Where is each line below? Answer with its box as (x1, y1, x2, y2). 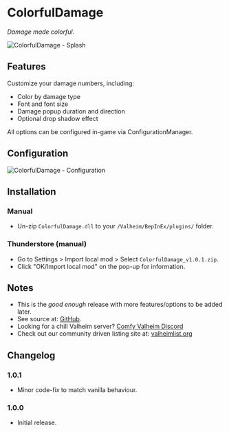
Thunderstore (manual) (7, 239, 87, 249)
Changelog (7, 349, 56, 361)
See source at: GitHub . (17, 315, 82, 323)
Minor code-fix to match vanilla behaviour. (17, 386, 138, 394)
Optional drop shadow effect (17, 114, 98, 122)
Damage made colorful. (7, 28, 75, 36)
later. (17, 307, 32, 316)
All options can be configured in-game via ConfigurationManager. (7, 127, 193, 136)
